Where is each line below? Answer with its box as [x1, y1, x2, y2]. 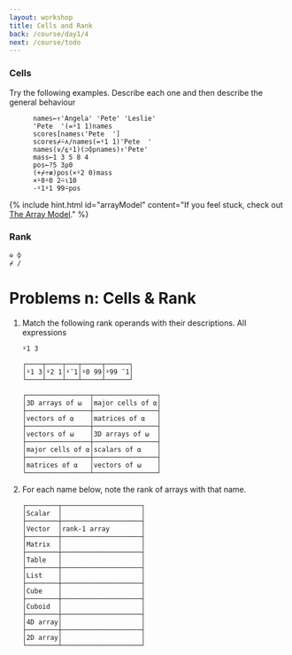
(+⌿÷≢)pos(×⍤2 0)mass [32, 168, 113, 178]
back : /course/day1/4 [9, 29, 89, 38]
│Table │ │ [21, 556, 146, 564]
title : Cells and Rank [9, 21, 93, 30]
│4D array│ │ [21, 618, 146, 627]
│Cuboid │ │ [21, 602, 146, 611]
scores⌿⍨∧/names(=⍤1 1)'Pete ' [32, 137, 152, 146]
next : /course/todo [9, 37, 81, 47]
